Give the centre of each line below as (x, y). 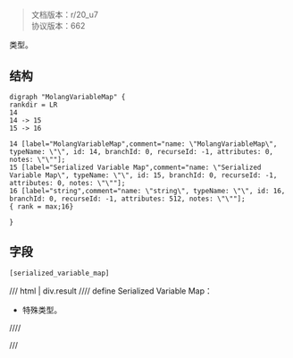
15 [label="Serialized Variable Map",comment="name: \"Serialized (135, 167)
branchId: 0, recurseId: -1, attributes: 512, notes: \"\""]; (127, 199)
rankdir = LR (33, 105)
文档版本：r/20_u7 (64, 15)
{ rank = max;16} (42, 207)
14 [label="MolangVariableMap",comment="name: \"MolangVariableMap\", (143, 144)
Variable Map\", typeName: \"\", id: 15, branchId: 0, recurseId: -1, (143, 175)
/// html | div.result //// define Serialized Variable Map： (111, 291)
